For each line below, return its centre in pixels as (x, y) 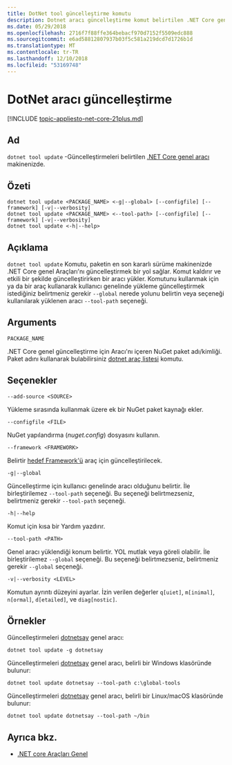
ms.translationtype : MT (41, 46)
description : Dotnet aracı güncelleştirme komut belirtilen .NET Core (111, 20)
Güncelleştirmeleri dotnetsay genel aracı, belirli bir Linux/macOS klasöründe (115, 696)
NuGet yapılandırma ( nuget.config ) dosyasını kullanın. (84, 435)
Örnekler (27, 621)
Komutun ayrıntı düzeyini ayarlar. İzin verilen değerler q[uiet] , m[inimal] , (111, 592)
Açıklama (28, 247)
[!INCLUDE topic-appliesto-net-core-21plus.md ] (75, 118)
